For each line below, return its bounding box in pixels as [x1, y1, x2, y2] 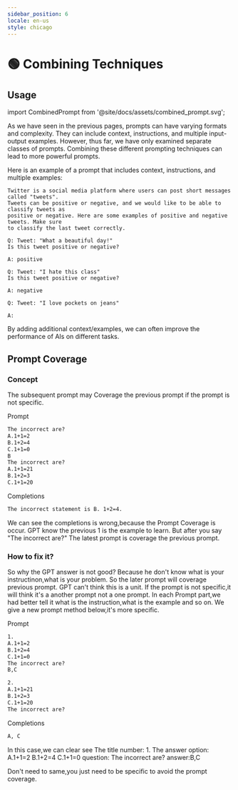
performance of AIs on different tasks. [7, 333, 120, 341]
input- [209, 129, 227, 138]
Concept [7, 374, 38, 384]
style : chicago [7, 24, 53, 31]
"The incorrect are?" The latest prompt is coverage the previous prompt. [7, 533, 219, 542]
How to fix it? [7, 551, 54, 561]
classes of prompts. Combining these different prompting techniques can [7, 144, 222, 153]
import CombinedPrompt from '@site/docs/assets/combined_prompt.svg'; [7, 108, 226, 116]
